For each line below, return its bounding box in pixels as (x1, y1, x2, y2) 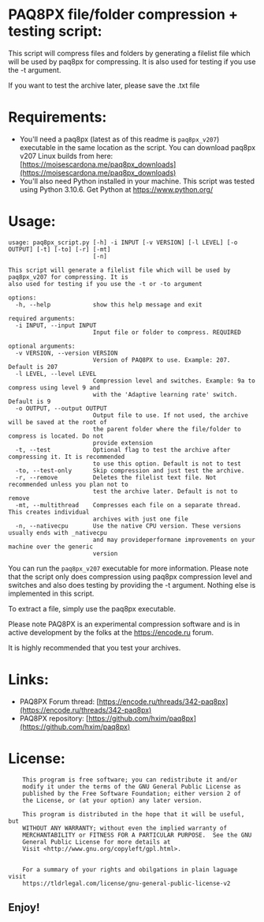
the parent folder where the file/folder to (92, 425, 242, 433)
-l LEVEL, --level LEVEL (15, 370, 97, 378)
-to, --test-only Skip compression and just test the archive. (15, 466, 245, 475)
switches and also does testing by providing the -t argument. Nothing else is (8, 580, 256, 589)
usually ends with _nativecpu (8, 529, 108, 536)
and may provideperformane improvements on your (92, 536, 256, 544)
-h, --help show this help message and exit (15, 300, 203, 309)
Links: (8, 671, 50, 688)
